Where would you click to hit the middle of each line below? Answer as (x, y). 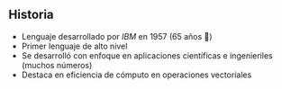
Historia (32, 15)
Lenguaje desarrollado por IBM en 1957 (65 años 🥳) (117, 36)
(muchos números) (57, 65)
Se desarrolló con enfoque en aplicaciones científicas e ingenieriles (147, 55)
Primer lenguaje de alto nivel (74, 46)
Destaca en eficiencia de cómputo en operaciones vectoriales (136, 75)
